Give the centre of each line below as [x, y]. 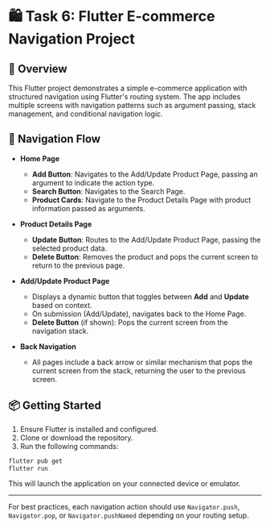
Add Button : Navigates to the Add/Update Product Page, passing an [145, 174]
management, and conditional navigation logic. [86, 114]
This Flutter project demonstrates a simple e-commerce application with [128, 88]
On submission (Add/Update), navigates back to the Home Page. [139, 314]
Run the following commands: [69, 446]
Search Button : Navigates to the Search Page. [108, 191]
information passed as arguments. [89, 208]
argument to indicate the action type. [93, 182]
